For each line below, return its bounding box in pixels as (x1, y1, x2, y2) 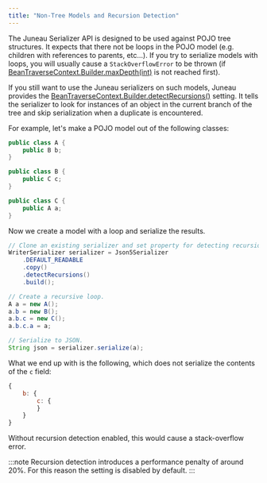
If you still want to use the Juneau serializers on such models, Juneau (8, 83, 237, 92)
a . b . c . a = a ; (8, 323, 52, 330)
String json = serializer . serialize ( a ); (8, 344, 145, 352)
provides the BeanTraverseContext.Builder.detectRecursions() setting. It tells (8, 91, 259, 100)
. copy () (22, 264, 48, 272)
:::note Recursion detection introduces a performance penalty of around (8, 458, 244, 467)
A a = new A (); (8, 299, 59, 308)
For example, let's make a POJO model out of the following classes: (8, 123, 230, 133)
